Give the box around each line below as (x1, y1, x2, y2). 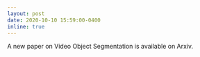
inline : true (7, 23, 45, 30)
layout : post (7, 10, 45, 17)
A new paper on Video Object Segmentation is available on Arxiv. (7, 42, 194, 51)
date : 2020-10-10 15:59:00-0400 (7, 17, 101, 24)
